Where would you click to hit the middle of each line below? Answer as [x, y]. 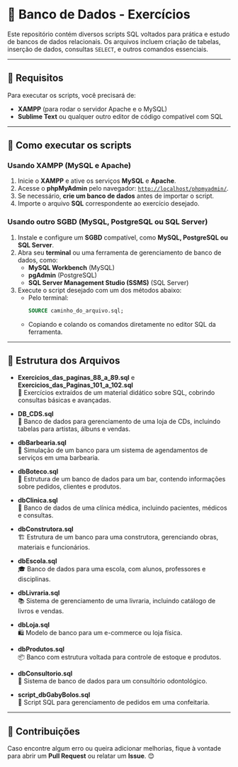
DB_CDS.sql [36, 414]
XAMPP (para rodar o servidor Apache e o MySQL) [92, 108]
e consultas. [35, 515]
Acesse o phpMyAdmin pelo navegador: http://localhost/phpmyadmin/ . [123, 189]
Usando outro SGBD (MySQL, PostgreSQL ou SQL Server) [108, 222]
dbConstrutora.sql [45, 529]
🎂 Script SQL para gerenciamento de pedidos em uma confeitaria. [114, 702]
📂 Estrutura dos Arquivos [64, 360]
